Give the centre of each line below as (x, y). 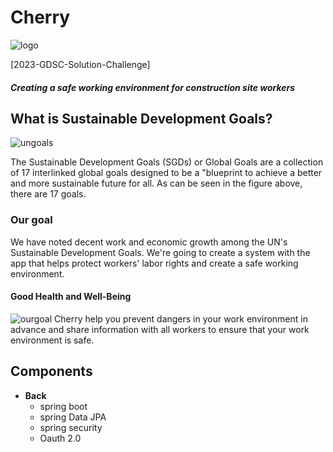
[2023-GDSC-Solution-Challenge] (80, 64)
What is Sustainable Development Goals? (141, 118)
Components (51, 371)
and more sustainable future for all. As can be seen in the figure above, (156, 183)
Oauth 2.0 (60, 438)
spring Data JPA (73, 417)
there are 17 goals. (48, 194)
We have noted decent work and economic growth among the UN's (149, 242)
